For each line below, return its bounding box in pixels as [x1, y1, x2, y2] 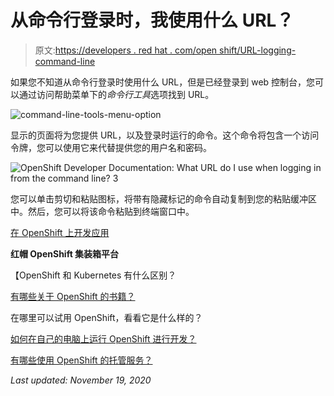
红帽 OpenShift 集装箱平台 [10, 247, 120, 260]
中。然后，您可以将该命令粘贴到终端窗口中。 [10, 205, 195, 217]
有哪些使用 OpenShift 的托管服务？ [10, 354, 153, 366]
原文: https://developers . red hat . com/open [34, 44, 218, 56]
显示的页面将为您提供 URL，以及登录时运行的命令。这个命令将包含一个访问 [10, 129, 320, 141]
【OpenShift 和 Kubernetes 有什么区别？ [10, 269, 177, 281]
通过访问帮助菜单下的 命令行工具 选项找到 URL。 [18, 88, 215, 100]
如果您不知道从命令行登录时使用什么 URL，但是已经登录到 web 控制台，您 [10, 76, 316, 88]
